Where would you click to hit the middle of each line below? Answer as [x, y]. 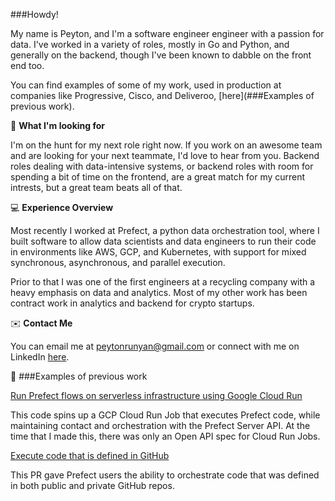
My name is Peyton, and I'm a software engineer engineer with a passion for [167, 33]
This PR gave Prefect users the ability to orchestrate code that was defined [165, 475]
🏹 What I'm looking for [58, 125]
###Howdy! [34, 14]
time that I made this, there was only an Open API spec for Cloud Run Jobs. [165, 436]
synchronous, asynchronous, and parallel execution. [118, 262]
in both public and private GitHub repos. [92, 485]
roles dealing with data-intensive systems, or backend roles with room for [162, 166]
